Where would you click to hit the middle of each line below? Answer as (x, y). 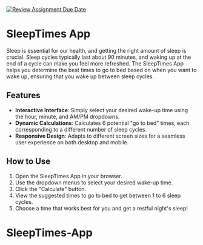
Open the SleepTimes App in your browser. (68, 176)
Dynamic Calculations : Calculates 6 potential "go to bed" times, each (102, 123)
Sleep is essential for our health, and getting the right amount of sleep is (96, 50)
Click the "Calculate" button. (51, 189)
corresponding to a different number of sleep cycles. (81, 129)
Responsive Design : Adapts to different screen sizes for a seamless (100, 136)
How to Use (28, 162)
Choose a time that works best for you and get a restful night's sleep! (101, 208)
